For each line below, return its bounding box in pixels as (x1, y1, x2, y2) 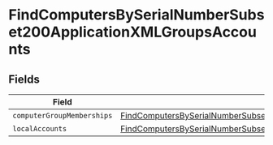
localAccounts (12, 124, 67, 133)
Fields (8, 72, 41, 86)
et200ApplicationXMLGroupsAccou (8, 23, 258, 41)
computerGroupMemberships (12, 111, 113, 120)
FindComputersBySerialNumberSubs (8, 6, 265, 24)
